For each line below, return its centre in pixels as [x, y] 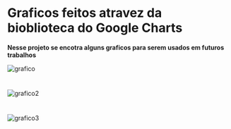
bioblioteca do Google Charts [95, 28]
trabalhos [22, 55]
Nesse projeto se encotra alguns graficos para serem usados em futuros [116, 47]
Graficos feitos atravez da [85, 13]
